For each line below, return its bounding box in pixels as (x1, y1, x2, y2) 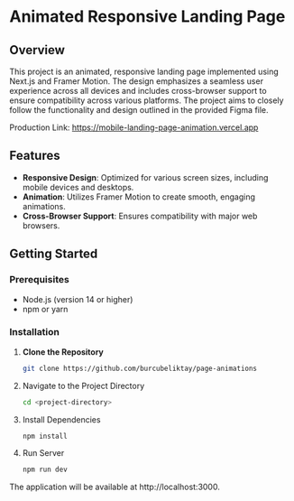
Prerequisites (9, 274, 69, 286)
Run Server (22, 448, 65, 459)
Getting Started (9, 246, 98, 262)
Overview (9, 42, 66, 58)
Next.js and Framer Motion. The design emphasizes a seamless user (9, 76, 264, 87)
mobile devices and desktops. (22, 181, 134, 192)
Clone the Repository (22, 346, 104, 357)
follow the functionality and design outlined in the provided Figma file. (9, 105, 269, 115)
